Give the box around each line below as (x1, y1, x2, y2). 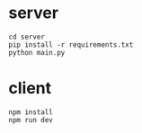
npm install (8, 107, 53, 117)
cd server (8, 32, 46, 41)
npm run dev (8, 115, 53, 124)
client (8, 78, 52, 99)
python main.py (8, 48, 66, 57)
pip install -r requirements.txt (8, 40, 134, 49)
